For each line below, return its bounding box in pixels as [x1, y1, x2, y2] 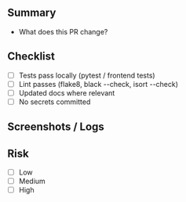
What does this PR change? [18, 27, 108, 36]
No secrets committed [18, 97, 91, 106]
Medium [18, 176, 46, 186]
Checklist [7, 50, 56, 63]
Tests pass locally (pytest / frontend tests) [18, 70, 155, 80]
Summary [7, 6, 57, 20]
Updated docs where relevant [18, 88, 115, 97]
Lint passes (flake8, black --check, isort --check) [18, 79, 178, 88]
